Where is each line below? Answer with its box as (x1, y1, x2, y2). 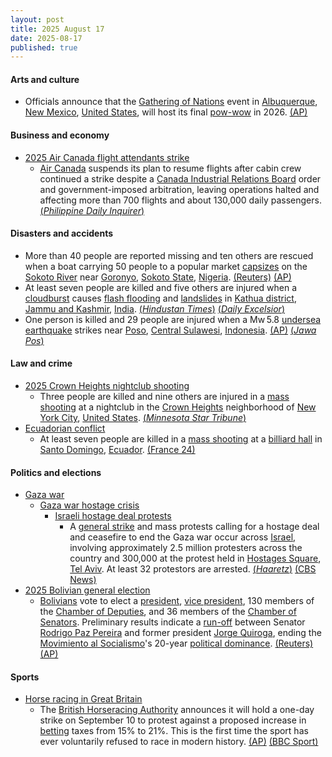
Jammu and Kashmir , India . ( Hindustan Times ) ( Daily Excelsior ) (24, 302, 285, 315)
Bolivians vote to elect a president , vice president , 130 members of (39, 595, 315, 607)
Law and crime (10, 357, 73, 370)
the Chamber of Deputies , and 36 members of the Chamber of (39, 606, 297, 618)
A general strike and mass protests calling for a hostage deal (69, 521, 320, 533)
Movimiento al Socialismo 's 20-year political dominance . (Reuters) (39, 637, 314, 650)
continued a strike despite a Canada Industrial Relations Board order (39, 172, 322, 185)
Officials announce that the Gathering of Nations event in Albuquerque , (24, 96, 318, 108)
